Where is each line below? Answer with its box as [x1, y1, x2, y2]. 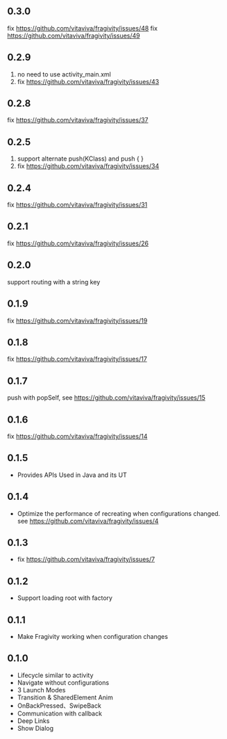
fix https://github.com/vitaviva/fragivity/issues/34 [17, 162, 160, 170]
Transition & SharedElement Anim [17, 693, 113, 701]
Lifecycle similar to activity [17, 671, 94, 679]
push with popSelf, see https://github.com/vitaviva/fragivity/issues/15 [7, 393, 206, 402]
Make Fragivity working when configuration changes [17, 633, 169, 640]
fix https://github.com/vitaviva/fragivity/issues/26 [7, 239, 149, 247]
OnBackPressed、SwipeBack [17, 701, 102, 710]
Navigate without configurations [17, 678, 110, 687]
